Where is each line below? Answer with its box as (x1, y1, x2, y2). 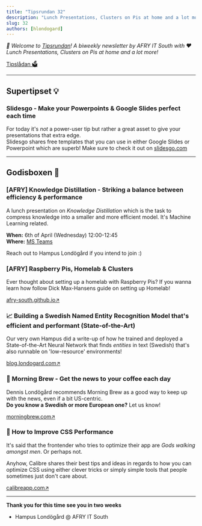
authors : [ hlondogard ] (6, 25, 63, 32)
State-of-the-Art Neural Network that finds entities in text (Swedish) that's (6, 342, 190, 349)
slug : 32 (6, 20, 28, 26)
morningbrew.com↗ (6, 413, 56, 420)
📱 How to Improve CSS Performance (6, 428, 114, 436)
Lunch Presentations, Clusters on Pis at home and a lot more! (6, 49, 159, 56)
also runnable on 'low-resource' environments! (6, 348, 122, 355)
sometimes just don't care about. (6, 472, 88, 480)
